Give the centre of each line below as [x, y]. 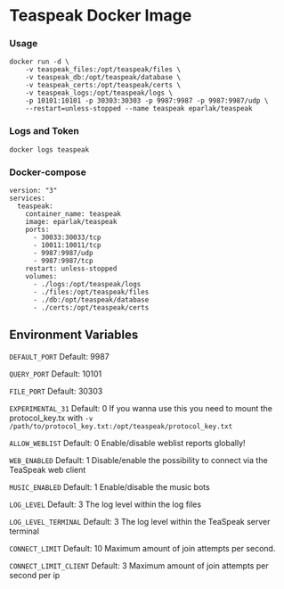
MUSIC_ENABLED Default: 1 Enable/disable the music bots [110, 486]
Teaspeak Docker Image [101, 16]
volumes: [41, 277]
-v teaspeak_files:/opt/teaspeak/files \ [103, 70]
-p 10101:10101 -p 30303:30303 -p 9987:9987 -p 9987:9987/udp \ [147, 101]
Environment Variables [74, 335]
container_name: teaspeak [73, 214]
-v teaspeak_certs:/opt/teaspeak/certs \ [103, 86]
